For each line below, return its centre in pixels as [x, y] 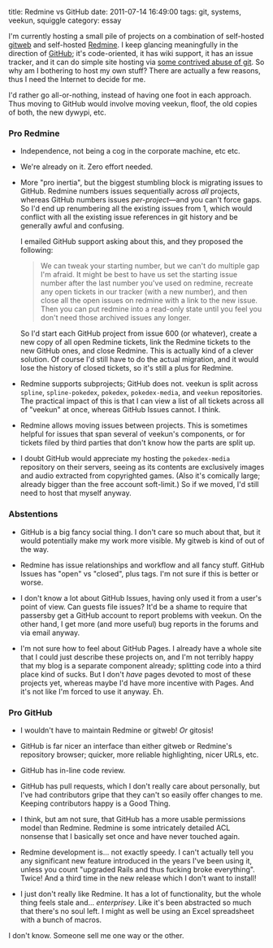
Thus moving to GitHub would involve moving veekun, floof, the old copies [133, 104]
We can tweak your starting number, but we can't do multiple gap [150, 266]
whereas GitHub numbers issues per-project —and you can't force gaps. [141, 200]
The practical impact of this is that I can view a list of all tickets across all [142, 401]
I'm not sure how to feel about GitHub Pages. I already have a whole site [141, 648]
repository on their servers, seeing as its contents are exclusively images [142, 467]
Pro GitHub [30, 712]
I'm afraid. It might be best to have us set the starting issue [139, 275]
